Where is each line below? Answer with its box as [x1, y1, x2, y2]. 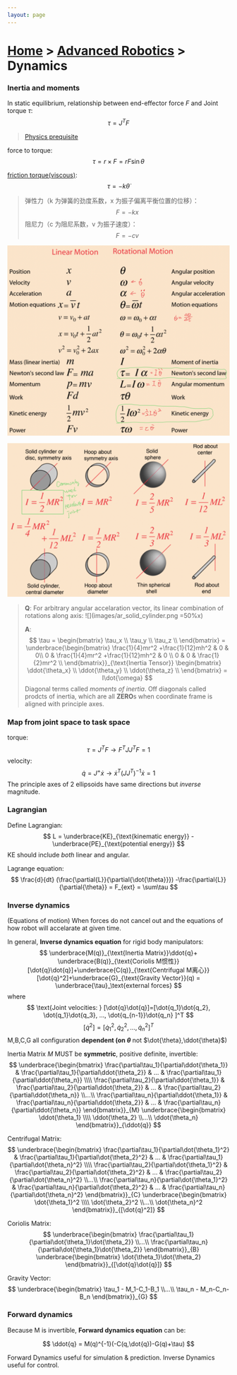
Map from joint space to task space [7, 717, 130, 727]
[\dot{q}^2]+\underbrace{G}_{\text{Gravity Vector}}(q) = [36, 974, 201, 982]
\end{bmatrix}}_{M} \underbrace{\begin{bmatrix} [83, 1105, 226, 1114]
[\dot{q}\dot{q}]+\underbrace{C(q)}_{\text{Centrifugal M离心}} [27, 966, 210, 975]
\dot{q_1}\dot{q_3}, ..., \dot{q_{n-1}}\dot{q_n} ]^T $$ [43, 1011, 194, 1020]
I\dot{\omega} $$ [102, 673, 153, 681]
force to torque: [7, 145, 53, 155]
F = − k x [116, 208, 139, 216]
